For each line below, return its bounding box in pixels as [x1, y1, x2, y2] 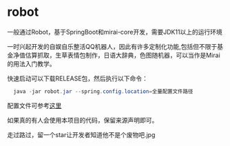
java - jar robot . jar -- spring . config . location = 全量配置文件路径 [13, 87, 194, 95]
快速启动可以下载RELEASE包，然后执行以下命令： [7, 74, 148, 83]
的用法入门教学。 [7, 59, 56, 67]
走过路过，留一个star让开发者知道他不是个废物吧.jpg [7, 130, 156, 138]
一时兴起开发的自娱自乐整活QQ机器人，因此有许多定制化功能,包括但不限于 [7, 42, 218, 50]
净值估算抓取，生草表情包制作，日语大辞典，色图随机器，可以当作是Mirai [12, 51, 220, 59]
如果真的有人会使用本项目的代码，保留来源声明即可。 [7, 116, 158, 124]
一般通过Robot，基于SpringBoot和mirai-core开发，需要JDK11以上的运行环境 [7, 28, 222, 36]
